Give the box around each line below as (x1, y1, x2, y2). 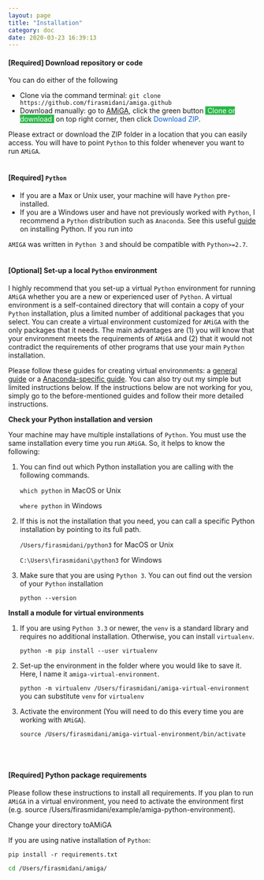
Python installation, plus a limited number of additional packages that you (8, 309, 244, 318)
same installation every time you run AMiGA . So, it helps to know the (8, 438, 225, 447)
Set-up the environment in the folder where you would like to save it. (19, 661, 242, 670)
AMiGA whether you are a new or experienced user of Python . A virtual (8, 291, 232, 301)
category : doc (8, 26, 55, 34)
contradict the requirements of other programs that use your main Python (8, 342, 245, 351)
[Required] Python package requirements (8, 770, 147, 780)
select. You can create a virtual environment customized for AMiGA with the (8, 316, 250, 326)
